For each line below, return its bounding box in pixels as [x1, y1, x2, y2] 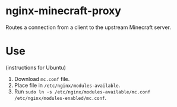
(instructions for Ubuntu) [5, 64, 67, 71]
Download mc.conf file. [14, 75, 70, 82]
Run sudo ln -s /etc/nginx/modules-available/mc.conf [14, 87, 151, 95]
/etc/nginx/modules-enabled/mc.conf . [14, 94, 107, 101]
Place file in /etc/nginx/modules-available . [14, 82, 121, 89]
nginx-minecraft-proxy [5, 4, 121, 18]
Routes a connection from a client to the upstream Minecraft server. [5, 24, 172, 31]
